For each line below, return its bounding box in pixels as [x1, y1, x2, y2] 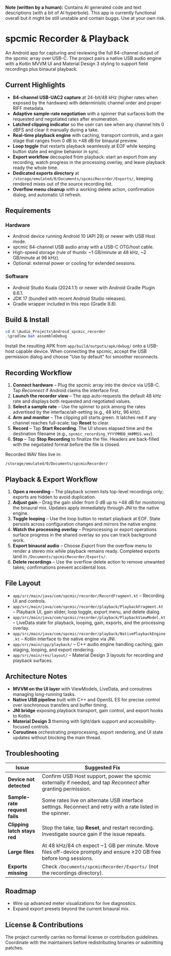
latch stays [8, 827, 36, 834]
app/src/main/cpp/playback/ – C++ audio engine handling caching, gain [12, 641, 163, 647]
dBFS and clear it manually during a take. [12, 127, 99, 133]
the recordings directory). [41, 869, 103, 877]
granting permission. [41, 785, 92, 793]
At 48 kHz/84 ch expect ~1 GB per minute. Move [41, 842, 159, 849]
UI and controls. [12, 598, 47, 604]
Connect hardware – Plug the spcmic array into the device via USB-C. [12, 382, 160, 388]
